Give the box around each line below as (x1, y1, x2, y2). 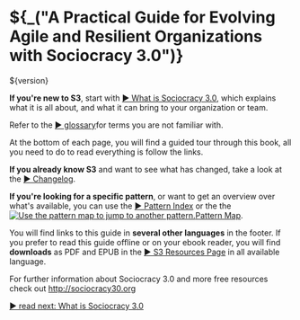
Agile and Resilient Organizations (9, 26, 263, 47)
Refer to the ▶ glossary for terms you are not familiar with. (9, 120, 224, 130)
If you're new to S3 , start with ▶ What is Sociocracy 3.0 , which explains (9, 93, 277, 103)
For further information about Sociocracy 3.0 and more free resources (9, 273, 269, 284)
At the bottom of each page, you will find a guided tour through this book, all (9, 137, 292, 147)
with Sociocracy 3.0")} (9, 46, 184, 66)
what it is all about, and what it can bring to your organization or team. (9, 102, 269, 112)
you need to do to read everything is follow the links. (9, 147, 204, 157)
